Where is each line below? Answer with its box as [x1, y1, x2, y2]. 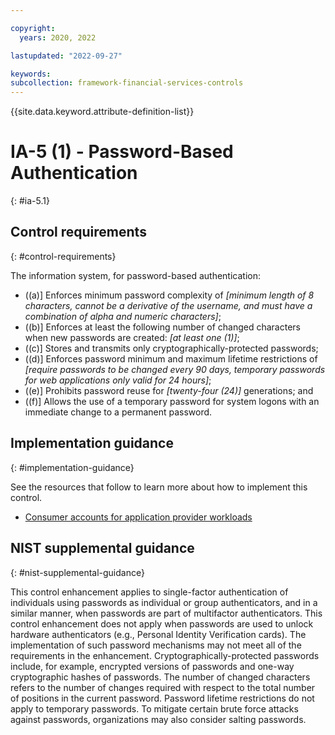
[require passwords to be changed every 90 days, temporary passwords [24, 363, 326, 375]
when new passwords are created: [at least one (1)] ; [24, 331, 240, 343]
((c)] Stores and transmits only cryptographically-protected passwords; [24, 342, 319, 354]
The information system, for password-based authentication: [10, 269, 261, 281]
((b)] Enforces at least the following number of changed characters [24, 321, 301, 333]
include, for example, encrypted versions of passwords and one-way [10, 660, 295, 672]
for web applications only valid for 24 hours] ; [24, 374, 212, 386]
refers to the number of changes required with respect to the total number [10, 681, 316, 693]
